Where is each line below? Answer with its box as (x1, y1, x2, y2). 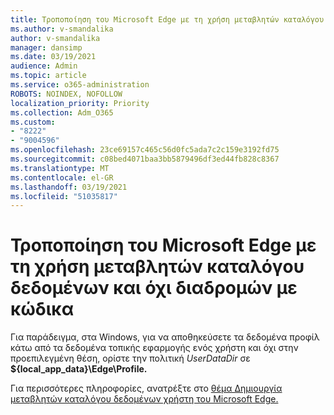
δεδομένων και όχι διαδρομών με (10, 277, 298, 300)
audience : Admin (10, 61, 78, 71)
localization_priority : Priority (10, 98, 150, 108)
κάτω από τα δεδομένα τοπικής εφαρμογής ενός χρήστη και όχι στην (10, 342, 299, 354)
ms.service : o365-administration (10, 80, 150, 90)
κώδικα (10, 298, 75, 321)
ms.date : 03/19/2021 (10, 52, 97, 62)
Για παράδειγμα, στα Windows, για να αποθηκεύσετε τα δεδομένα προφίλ (10, 331, 320, 343)
